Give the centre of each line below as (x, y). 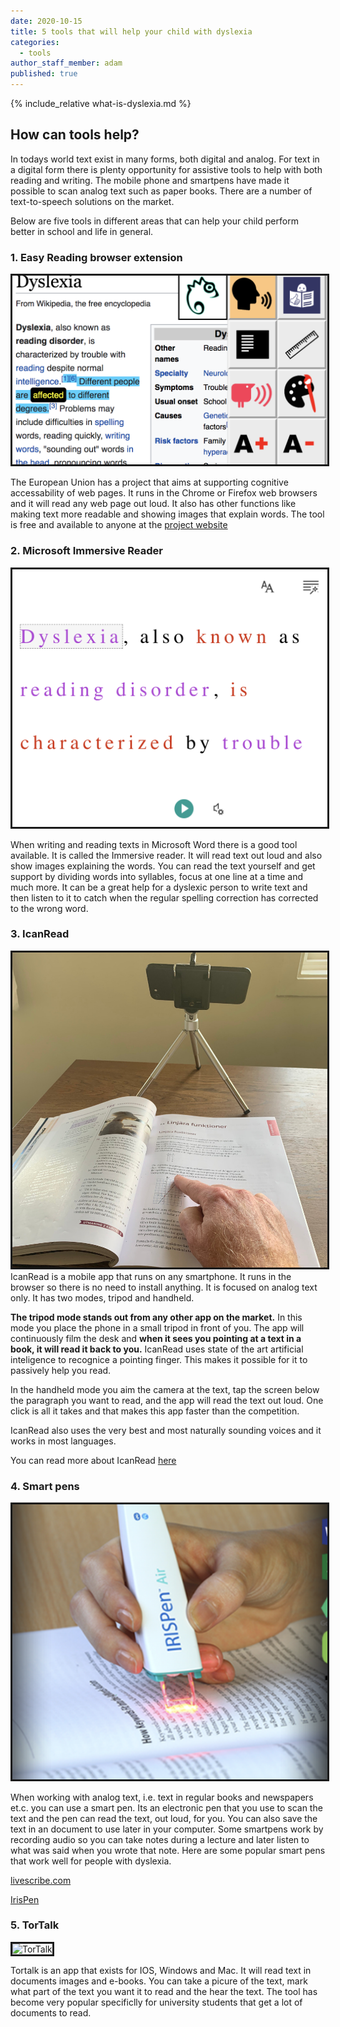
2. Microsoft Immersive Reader (86, 551)
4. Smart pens (45, 1486)
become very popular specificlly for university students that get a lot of (156, 2002)
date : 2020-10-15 (46, 21)
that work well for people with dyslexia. (91, 1861)
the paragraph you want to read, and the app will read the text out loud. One (167, 1400)
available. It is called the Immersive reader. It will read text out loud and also (166, 855)
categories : (35, 42)
